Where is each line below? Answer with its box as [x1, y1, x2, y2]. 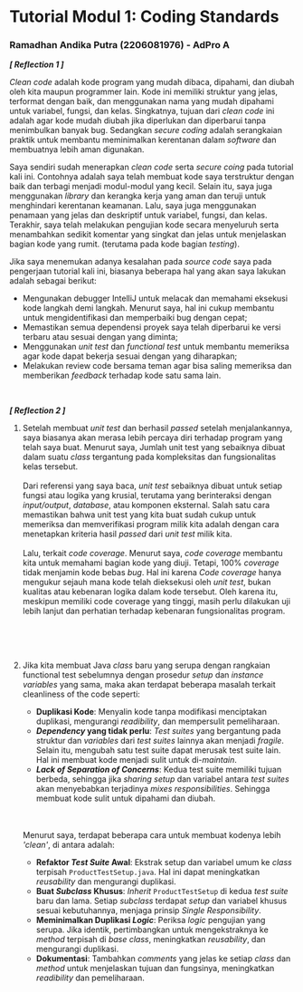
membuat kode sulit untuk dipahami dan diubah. [35, 793, 215, 804]
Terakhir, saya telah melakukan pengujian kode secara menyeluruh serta [9, 219, 279, 230]
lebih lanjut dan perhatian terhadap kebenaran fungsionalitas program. [22, 605, 286, 617]
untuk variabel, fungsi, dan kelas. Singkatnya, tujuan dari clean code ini [9, 106, 275, 117]
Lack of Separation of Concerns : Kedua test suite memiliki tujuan [35, 764, 282, 775]
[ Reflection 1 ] [9, 59, 65, 70]
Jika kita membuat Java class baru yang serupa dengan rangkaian [22, 660, 270, 671]
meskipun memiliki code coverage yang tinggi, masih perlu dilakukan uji [22, 596, 291, 607]
